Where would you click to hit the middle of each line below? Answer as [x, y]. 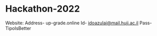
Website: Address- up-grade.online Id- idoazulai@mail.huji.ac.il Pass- [79, 23]
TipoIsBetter [18, 28]
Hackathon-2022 [43, 9]
